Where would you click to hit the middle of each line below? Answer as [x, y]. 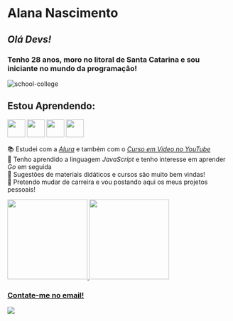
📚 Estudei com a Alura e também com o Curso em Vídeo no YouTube [109, 149]
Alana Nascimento [63, 13]
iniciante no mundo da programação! [72, 68]
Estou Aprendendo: [52, 106]
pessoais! [21, 189]
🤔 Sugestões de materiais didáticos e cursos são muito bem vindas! [107, 174]
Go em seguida [29, 167]
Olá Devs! [29, 39]
